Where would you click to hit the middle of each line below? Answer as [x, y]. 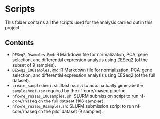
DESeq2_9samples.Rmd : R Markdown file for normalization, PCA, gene [80, 54]
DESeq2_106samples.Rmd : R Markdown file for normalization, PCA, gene [82, 70]
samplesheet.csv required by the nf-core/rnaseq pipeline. [70, 90]
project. [13, 27]
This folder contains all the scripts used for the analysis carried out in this [79, 22]
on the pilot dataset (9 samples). [71, 111]
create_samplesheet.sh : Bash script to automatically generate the [78, 85]
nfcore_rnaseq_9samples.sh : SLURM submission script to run [73, 106]
